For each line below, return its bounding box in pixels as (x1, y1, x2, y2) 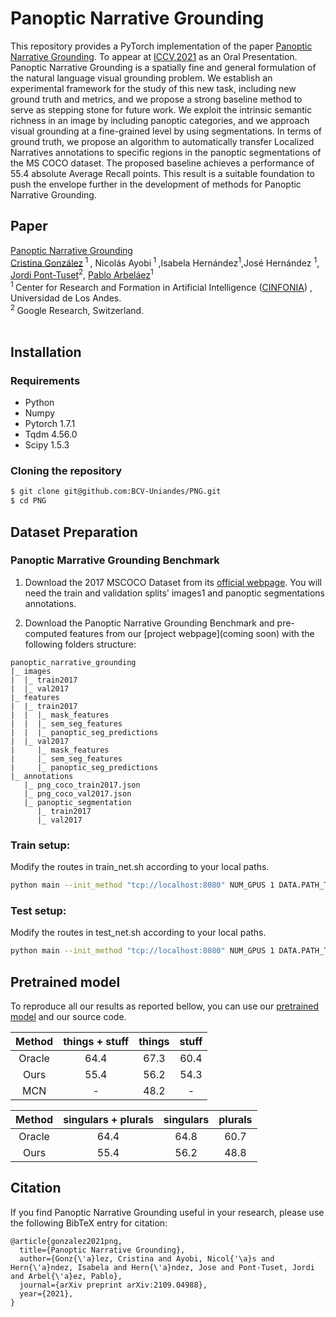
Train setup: (10, 838, 71, 852)
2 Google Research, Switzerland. (10, 302, 145, 316)
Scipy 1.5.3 (24, 439, 70, 451)
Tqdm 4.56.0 (24, 428, 78, 441)
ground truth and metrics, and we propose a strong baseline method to (10, 93, 303, 105)
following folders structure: (24, 638, 137, 650)
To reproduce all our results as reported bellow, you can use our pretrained (10, 1000, 320, 1012)
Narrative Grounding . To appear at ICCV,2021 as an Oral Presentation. (10, 50, 298, 62)
